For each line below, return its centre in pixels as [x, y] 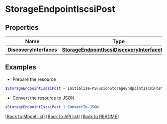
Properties [22, 28]
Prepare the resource [34, 79]
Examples [21, 67]
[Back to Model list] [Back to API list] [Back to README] [62, 116]
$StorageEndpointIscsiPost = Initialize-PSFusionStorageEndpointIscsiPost [84, 88]
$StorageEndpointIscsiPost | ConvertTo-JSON [52, 107]
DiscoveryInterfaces [32, 50]
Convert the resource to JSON [43, 98]
